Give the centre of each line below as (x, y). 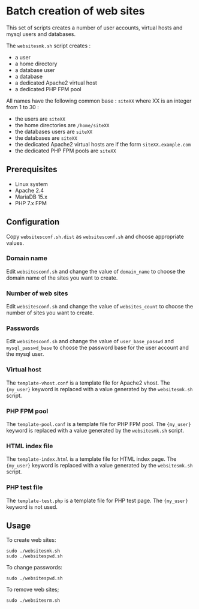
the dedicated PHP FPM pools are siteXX (65, 151)
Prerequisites (32, 169)
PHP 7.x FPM (31, 203)
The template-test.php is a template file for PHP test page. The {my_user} (97, 500)
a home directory (36, 64)
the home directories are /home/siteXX (62, 125)
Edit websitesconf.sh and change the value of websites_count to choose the (100, 307)
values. (15, 243)
